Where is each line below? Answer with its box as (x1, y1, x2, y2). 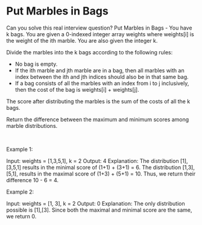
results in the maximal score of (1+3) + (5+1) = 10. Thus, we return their (19, 170, 196, 177)
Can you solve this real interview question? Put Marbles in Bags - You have (6, 24, 192, 31)
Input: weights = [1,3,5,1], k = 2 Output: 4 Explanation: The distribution (6, 157, 179, 164)
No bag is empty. (14, 60, 58, 68)
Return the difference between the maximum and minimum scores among (6, 116, 189, 123)
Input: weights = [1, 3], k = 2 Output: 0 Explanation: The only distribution (6, 200, 185, 207)
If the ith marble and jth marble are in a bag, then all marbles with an (14, 66, 185, 74)
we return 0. (6, 212, 37, 220)
